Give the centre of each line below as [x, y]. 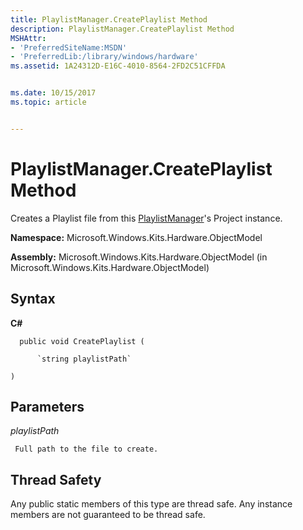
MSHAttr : [28, 38]
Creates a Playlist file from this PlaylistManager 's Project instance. [146, 218]
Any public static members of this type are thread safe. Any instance [151, 504]
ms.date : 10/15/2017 [53, 93]
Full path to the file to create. [86, 449]
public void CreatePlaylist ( [82, 341]
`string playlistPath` [84, 359]
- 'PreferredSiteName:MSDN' [69, 47]
